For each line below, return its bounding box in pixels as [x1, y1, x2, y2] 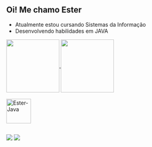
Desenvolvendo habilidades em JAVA [15, 27, 108, 34]
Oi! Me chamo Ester [6, 5, 82, 15]
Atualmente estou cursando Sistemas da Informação [15, 21, 147, 28]
